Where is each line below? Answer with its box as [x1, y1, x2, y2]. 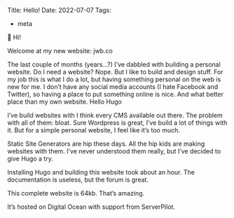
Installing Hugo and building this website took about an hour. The [7, 168, 195, 176]
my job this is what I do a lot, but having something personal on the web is [7, 75, 221, 83]
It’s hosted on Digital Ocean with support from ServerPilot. [7, 203, 175, 211]
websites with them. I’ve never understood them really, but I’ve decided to [7, 147, 221, 155]
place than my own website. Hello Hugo [7, 97, 123, 106]
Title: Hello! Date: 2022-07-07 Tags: [7, 6, 111, 14]
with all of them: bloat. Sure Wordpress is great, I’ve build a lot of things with [7, 118, 228, 127]
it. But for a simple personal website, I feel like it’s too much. [7, 126, 180, 134]
